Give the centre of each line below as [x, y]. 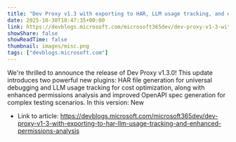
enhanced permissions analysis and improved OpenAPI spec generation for [117, 94]
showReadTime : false [38, 40]
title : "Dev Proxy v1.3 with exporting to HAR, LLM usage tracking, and [116, 14]
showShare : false [33, 33]
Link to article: [38, 115]
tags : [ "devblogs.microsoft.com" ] [58, 53]
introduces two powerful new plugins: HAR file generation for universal [110, 80]
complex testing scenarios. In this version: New [76, 102]
